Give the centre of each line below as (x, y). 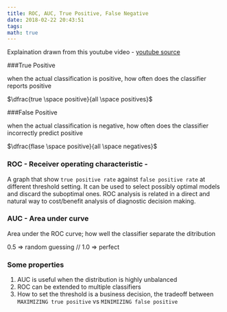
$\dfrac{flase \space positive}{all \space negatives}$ (82, 146)
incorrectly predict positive (45, 133)
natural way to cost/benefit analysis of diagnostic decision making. (101, 201)
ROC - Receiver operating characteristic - (77, 164)
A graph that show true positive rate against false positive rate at (106, 179)
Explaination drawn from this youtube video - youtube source (94, 52)
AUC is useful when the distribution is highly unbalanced (97, 280)
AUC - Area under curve (48, 219)
